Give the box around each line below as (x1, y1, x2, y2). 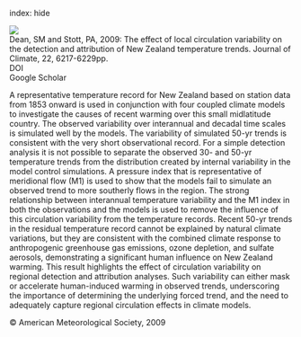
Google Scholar (9, 72, 67, 83)
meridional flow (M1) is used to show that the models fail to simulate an (9, 175, 272, 186)
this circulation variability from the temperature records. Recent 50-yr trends (9, 214, 293, 224)
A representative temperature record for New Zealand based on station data (9, 90, 291, 100)
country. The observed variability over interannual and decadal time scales (9, 119, 286, 129)
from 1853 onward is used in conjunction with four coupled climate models (9, 99, 286, 110)
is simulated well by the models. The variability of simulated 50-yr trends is (9, 128, 288, 138)
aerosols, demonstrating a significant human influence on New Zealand (9, 252, 274, 262)
